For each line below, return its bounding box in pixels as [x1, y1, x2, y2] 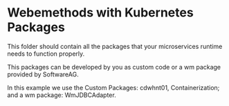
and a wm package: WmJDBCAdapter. [7, 91, 116, 99]
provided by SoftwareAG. [7, 70, 79, 78]
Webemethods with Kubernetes [7, 5, 194, 21]
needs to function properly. [7, 50, 85, 58]
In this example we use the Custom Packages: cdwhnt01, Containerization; [7, 83, 220, 92]
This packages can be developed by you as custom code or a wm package [7, 63, 221, 71]
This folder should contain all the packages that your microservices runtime [7, 42, 223, 50]
